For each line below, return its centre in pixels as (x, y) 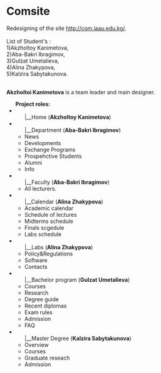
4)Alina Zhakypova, (31, 67)
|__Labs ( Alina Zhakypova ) (58, 247)
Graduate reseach (47, 358)
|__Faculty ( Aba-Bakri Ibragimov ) (67, 182)
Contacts (36, 266)
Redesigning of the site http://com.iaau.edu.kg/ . (66, 28)
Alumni (33, 162)
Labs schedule (43, 234)
